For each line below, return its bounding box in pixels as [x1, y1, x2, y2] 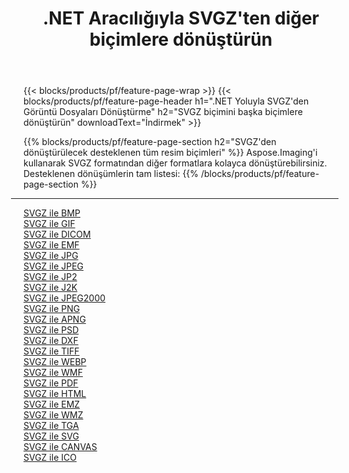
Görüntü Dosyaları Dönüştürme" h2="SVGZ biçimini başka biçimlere [23, 106, 303, 118]
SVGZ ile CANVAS [23, 441, 98, 453]
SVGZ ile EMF [23, 239, 80, 251]
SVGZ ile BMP [23, 207, 81, 219]
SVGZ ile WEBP [23, 356, 87, 368]
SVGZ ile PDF [23, 377, 79, 389]
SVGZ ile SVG [23, 430, 80, 442]
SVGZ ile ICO [23, 452, 77, 464]
